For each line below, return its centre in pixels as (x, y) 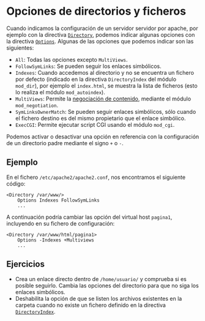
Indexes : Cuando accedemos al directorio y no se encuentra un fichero (105, 72)
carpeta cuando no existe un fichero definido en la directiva (91, 305)
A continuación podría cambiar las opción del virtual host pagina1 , (89, 217)
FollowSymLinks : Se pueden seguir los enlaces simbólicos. (88, 66)
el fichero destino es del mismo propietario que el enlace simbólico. (100, 118)
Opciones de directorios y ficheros (96, 11)
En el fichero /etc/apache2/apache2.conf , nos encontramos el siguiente (96, 177)
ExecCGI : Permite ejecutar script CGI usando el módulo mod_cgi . (95, 124)
